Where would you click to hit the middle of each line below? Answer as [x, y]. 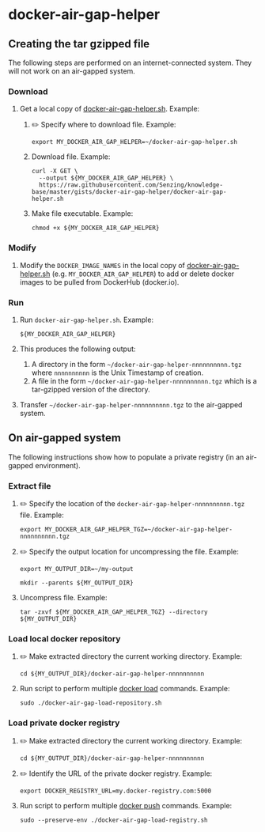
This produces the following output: [78, 349]
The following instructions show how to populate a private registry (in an [126, 457]
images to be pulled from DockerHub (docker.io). [99, 282]
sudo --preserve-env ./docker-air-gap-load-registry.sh [114, 820]
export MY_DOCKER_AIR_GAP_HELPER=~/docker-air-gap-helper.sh [134, 142]
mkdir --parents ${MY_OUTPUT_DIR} [76, 583]
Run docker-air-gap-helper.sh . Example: [87, 320]
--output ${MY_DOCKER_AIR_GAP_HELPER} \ [106, 178]
